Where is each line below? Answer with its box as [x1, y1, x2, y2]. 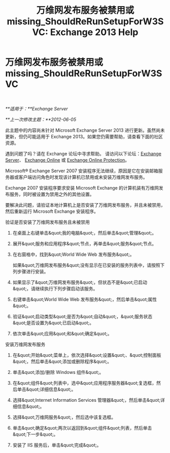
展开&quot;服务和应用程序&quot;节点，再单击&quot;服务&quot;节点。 [12, 240, 157, 246]
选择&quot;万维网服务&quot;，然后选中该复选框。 [12, 414, 116, 420]
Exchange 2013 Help [50, 26, 139, 38]
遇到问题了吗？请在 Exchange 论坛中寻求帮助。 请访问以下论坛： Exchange [5, 150, 161, 157]
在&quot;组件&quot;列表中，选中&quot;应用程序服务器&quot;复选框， [12, 380, 157, 386]
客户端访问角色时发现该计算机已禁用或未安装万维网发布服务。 [18, 174, 148, 180]
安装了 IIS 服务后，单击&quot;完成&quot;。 [12, 442, 101, 448]
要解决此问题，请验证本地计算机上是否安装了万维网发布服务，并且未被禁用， [5, 202, 165, 208]
